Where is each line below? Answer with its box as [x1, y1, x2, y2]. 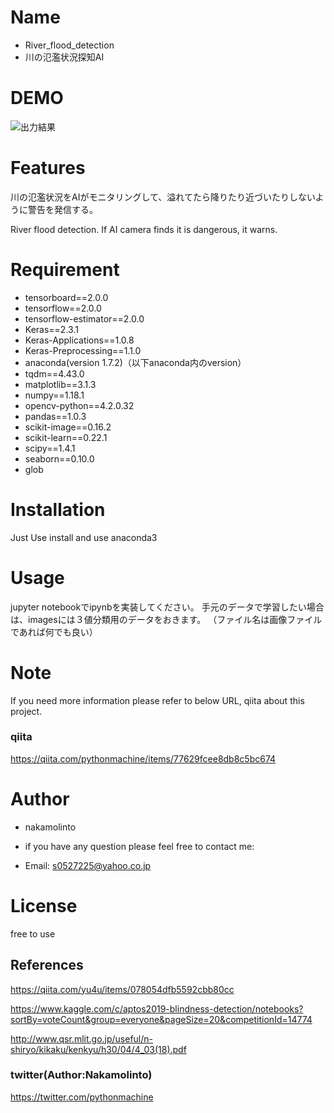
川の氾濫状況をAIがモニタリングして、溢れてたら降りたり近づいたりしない [10, 191, 316, 203]
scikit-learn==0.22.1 [24, 431, 108, 443]
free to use [10, 927, 56, 940]
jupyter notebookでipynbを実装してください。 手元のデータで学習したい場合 [10, 601, 325, 613]
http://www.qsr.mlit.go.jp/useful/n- [10, 1032, 154, 1045]
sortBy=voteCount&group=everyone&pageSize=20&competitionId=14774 [10, 1013, 313, 1025]
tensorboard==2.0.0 [24, 291, 109, 303]
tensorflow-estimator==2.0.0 [24, 312, 145, 325]
